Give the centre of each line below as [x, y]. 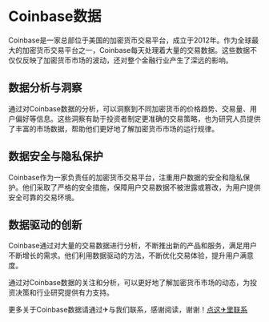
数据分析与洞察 [45, 88]
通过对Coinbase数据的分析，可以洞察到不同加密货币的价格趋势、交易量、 [129, 108]
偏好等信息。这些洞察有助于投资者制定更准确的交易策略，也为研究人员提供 [138, 119]
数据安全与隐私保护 [56, 157]
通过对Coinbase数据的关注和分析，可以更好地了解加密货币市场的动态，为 [129, 283]
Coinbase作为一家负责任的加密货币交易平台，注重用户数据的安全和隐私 [126, 177]
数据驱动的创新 [45, 225]
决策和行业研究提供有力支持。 [64, 292]
